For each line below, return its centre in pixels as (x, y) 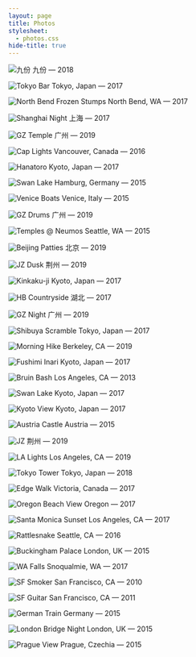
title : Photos (32, 23)
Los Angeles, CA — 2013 (95, 378)
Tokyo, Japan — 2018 (96, 473)
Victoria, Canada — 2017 (94, 489)
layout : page (30, 16)
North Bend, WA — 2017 (148, 102)
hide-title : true (37, 46)
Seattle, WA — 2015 (117, 231)
